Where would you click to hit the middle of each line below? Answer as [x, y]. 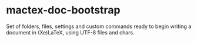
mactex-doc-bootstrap [63, 10]
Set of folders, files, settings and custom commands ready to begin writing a [99, 26]
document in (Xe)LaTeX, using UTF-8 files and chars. [71, 32]
